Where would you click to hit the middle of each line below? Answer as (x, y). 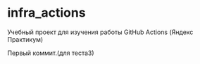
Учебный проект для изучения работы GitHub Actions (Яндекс (100, 32)
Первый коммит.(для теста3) (51, 53)
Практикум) (25, 39)
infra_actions (46, 13)
